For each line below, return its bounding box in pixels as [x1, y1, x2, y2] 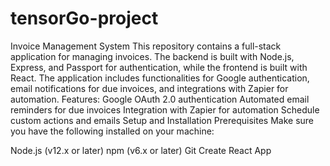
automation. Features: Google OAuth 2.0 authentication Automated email [10, 93, 310, 105]
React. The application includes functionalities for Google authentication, [10, 72, 310, 84]
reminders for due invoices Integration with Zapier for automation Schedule [10, 103, 320, 116]
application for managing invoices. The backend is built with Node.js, [10, 50, 295, 62]
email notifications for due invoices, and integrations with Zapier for [10, 82, 289, 94]
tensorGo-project [10, 7, 159, 30]
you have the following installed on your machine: [10, 125, 215, 137]
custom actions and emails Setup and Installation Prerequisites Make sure [10, 114, 315, 126]
